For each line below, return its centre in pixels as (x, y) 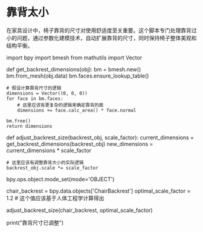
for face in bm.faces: (35, 98)
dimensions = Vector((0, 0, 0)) (47, 93)
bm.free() (19, 121)
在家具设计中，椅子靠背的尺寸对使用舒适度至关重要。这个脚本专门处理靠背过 (101, 30)
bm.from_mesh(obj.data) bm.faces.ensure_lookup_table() (78, 76)
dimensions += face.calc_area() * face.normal (77, 110)
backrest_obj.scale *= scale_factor (52, 168)
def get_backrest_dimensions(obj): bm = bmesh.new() (74, 69)
